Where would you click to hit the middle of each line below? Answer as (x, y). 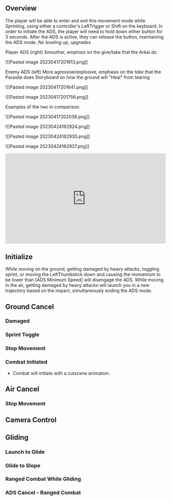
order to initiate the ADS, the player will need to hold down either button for (84, 31)
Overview (21, 8)
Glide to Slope (23, 465)
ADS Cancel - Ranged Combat (43, 493)
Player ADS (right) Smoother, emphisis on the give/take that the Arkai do (81, 52)
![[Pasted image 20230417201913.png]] (47, 62)
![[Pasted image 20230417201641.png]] (47, 87)
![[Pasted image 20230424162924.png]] (48, 126)
